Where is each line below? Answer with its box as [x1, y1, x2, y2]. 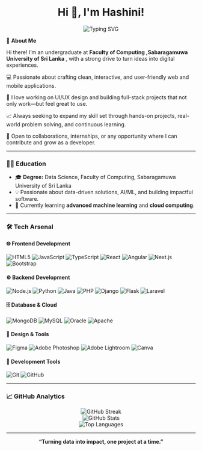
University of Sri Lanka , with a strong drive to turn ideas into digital [6, 55, 175, 62]
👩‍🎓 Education [6, 159, 46, 168]
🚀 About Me [6, 37, 37, 44]
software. [14, 195, 39, 203]
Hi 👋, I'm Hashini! [57, 5, 145, 19]
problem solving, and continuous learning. [21, 120, 126, 128]
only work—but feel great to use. [6, 100, 88, 107]
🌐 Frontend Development [6, 240, 71, 247]
